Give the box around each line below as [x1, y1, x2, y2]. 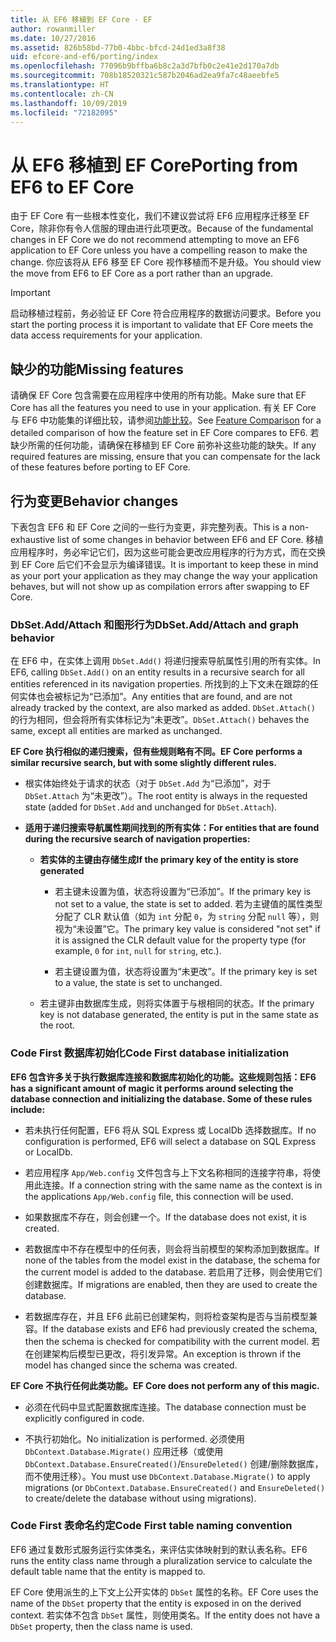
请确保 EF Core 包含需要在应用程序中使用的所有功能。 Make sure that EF [10, 389, 307, 401]
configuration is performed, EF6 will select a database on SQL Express [24, 1135, 317, 1147]
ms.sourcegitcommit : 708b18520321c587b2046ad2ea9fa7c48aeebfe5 [10, 71, 280, 81]
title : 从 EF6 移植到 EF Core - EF [10, 14, 153, 25]
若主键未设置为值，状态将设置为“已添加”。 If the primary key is [54, 886, 312, 898]
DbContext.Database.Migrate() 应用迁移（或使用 [24, 1445, 224, 1457]
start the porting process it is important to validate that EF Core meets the [10, 319, 314, 331]
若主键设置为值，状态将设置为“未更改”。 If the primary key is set [54, 966, 318, 978]
